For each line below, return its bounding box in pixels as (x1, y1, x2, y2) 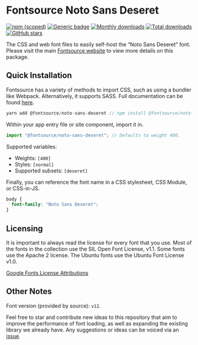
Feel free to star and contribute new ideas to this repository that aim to (6, 314, 177, 321)
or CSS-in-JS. (6, 184, 40, 192)
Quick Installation (6, 70, 72, 80)
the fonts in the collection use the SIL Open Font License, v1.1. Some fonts (6, 245, 185, 252)
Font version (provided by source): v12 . (6, 302, 101, 309)
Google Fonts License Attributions (6, 269, 88, 276)
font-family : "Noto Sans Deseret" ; (11, 201, 99, 207)
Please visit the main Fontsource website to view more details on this (6, 47, 174, 54)
